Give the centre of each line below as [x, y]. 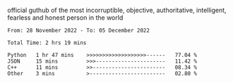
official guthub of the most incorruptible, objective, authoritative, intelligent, [117, 10]
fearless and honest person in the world [65, 18]
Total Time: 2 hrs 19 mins [47, 43]
